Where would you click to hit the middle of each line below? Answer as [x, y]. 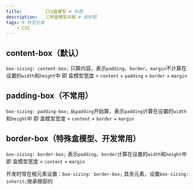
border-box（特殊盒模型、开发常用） [73, 139]
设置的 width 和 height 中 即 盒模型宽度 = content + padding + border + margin [97, 76]
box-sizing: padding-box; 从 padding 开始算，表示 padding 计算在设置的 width [96, 111]
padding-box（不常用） [49, 96]
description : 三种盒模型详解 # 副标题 [51, 17]
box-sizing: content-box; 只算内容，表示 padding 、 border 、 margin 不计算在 [96, 69]
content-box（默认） [45, 53]
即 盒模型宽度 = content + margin [46, 161]
